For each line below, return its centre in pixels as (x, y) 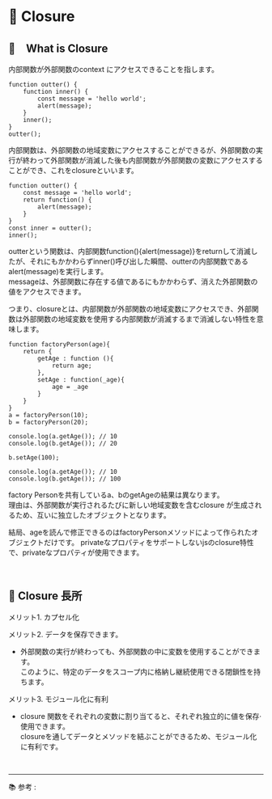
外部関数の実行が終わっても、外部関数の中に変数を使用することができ (136, 651)
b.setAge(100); (34, 458)
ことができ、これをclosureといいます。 (74, 170)
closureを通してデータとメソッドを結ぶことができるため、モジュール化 (138, 736)
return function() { (57, 200)
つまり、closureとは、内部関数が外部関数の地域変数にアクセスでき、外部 (130, 309)
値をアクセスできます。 (47, 292)
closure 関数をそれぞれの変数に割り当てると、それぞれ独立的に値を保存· (140, 716)
